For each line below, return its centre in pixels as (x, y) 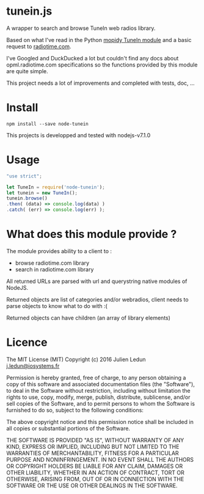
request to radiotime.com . (39, 46)
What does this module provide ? (92, 234)
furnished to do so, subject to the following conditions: (75, 410)
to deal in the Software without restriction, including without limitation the (98, 390)
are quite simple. (27, 71)
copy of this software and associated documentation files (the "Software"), (101, 384)
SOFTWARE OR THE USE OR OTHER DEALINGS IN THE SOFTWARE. (92, 485)
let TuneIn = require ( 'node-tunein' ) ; (56, 187)
